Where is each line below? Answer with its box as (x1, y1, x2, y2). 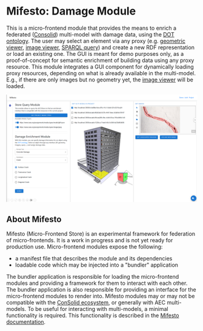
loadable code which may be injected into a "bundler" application (15, 261, 179, 268)
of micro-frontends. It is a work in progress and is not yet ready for (6, 237, 173, 244)
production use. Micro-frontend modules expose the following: (6, 243, 163, 250)
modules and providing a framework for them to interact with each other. (6, 279, 188, 287)
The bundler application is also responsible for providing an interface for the (6, 286, 196, 293)
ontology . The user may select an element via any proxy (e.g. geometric (6, 37, 186, 44)
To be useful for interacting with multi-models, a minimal (27, 305, 168, 313)
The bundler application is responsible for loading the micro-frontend (6, 273, 179, 281)
